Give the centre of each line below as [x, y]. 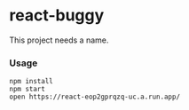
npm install [31, 82]
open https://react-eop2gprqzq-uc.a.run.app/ [94, 97]
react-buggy [57, 16]
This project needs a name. [59, 40]
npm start [28, 90]
